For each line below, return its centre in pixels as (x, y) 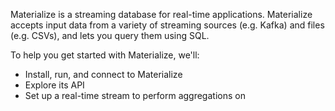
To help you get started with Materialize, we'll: (105, 55)
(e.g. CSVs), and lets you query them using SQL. (110, 35)
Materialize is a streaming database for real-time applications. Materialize (161, 14)
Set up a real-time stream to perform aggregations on (135, 95)
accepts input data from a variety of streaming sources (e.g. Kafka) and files (167, 25)
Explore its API (54, 85)
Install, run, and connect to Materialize (103, 74)
